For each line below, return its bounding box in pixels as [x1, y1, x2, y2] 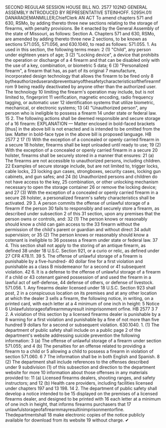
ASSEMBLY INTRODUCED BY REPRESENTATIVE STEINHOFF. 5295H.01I [5, 9, 152, 15]
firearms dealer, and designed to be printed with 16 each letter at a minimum [5, 396, 161, 402]
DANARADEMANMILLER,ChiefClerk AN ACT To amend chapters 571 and [5, 15, 153, 20]
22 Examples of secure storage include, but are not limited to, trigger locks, [5, 163, 159, 169]
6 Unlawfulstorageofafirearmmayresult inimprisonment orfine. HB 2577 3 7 [5, 306, 158, 312]
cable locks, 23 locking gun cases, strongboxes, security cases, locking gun [5, 168, 161, 174]
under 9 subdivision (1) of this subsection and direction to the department [5, 364, 156, 370]
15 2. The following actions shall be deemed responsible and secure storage [5, 116, 161, 121]
